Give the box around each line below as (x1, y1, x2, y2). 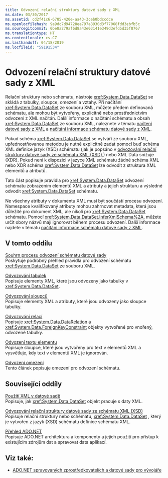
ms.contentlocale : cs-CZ (5, 36, 57, 41)
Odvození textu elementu (5, 339, 57, 345)
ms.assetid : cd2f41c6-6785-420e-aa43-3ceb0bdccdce (5, 17, 113, 22)
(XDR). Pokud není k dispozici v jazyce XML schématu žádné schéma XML (5, 157, 159, 163)
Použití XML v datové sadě (5, 393, 61, 399)
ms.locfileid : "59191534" (5, 45, 59, 50)
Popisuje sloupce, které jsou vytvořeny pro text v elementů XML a (5, 345, 141, 351)
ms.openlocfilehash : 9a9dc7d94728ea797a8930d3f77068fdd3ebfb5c (5, 21, 140, 27)
